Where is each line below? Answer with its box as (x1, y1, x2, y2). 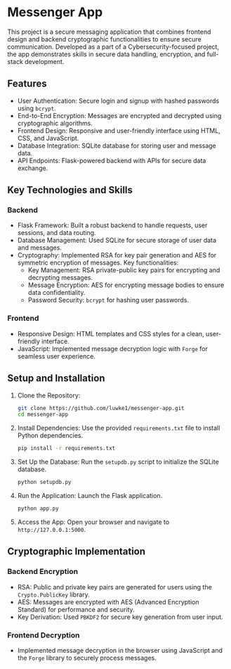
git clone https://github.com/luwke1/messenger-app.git (17, 404, 185, 412)
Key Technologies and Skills (7, 184, 133, 196)
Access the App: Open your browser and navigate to (17, 518, 170, 526)
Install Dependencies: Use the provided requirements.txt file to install (17, 423, 220, 433)
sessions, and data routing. (17, 229, 96, 237)
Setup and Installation (7, 372, 105, 384)
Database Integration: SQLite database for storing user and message (17, 141, 216, 150)
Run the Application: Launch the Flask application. (17, 492, 163, 500)
